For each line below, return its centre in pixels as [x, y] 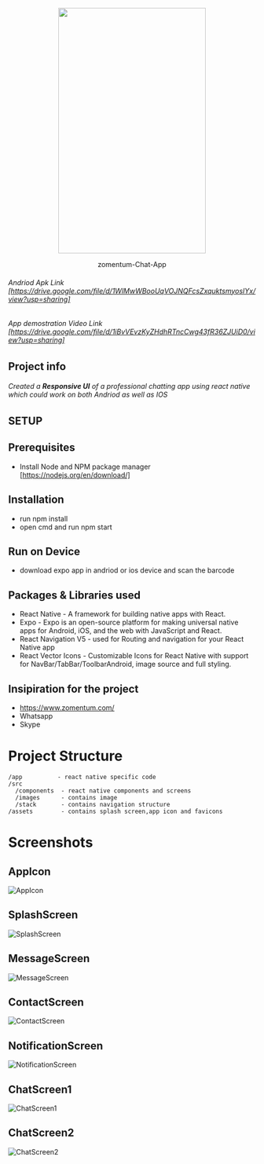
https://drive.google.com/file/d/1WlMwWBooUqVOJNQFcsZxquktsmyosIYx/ [133, 291]
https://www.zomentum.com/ [67, 708]
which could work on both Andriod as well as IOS [88, 395]
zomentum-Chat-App [132, 264]
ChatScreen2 [41, 1133]
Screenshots [51, 842]
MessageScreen [49, 959]
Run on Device [44, 552]
